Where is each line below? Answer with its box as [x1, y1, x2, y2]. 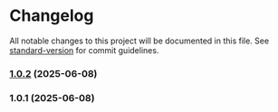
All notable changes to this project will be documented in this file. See [9, 35, 270, 46]
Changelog [9, 5, 94, 26]
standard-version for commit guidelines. [9, 44, 159, 55]
